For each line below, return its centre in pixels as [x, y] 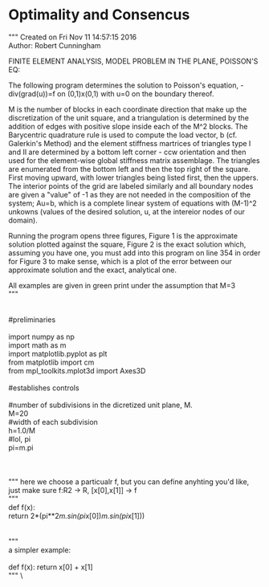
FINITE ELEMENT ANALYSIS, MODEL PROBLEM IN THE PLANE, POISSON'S [133, 61]
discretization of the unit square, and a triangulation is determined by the [128, 117]
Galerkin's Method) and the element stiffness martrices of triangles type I [130, 143]
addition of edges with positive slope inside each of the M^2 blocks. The [128, 126]
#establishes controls [44, 388]
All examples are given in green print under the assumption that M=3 [122, 285]
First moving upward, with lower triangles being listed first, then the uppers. [133, 177]
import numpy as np [41, 336]
